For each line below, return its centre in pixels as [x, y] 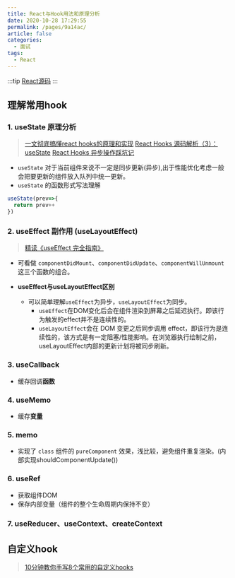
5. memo [23, 435]
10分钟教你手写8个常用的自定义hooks [79, 567]
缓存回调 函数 [36, 381]
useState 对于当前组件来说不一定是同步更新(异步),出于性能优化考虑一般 [121, 167]
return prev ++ [34, 206]
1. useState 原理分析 [42, 127]
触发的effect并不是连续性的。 [88, 319]
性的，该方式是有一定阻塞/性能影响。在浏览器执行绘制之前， [133, 337]
